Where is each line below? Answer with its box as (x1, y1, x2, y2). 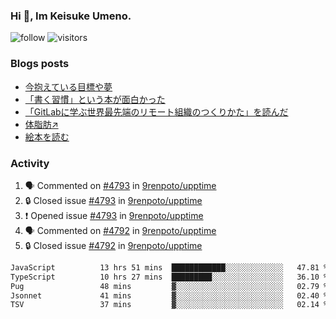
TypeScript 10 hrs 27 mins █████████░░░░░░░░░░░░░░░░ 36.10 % (10, 272, 329, 282)
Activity (10, 156, 50, 170)
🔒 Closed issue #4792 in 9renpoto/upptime (24, 239, 203, 251)
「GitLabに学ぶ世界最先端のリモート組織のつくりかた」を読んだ (24, 105, 289, 118)
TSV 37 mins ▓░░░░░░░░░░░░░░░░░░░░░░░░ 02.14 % (10, 300, 329, 310)
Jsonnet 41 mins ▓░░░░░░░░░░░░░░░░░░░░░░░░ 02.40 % (10, 290, 329, 301)
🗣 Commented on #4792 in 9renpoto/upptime (24, 224, 217, 236)
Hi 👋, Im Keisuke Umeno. (10, 9, 132, 23)
